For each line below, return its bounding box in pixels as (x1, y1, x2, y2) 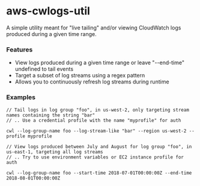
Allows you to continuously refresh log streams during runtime (14, 78, 169, 85)
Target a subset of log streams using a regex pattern (14, 72, 145, 79)
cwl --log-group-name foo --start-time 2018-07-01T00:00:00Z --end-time (6, 170, 192, 176)
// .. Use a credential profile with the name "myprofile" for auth (6, 117, 181, 124)
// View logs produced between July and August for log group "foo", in (6, 143, 192, 149)
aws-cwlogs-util (6, 4, 90, 18)
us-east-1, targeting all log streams (6, 149, 103, 155)
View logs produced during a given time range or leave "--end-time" (14, 59, 185, 67)
